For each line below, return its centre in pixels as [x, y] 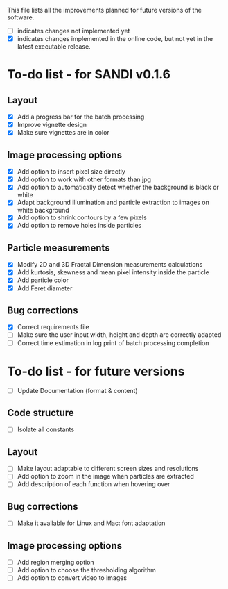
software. [21, 17]
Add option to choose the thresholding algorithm [86, 570]
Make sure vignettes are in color [63, 133]
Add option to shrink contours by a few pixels [82, 217]
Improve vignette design [52, 125]
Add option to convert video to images [72, 578]
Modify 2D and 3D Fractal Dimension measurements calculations [110, 265]
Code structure [41, 413]
